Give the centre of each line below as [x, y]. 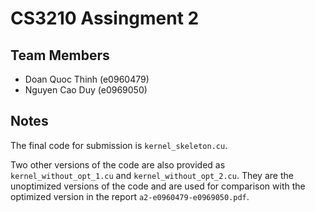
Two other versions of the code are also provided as [118, 164]
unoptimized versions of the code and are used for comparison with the [158, 186]
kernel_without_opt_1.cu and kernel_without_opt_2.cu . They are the [152, 175]
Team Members [60, 55]
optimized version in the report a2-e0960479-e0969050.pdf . [130, 196]
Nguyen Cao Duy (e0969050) [86, 90]
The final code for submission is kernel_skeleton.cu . [119, 145]
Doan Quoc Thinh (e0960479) [87, 79]
